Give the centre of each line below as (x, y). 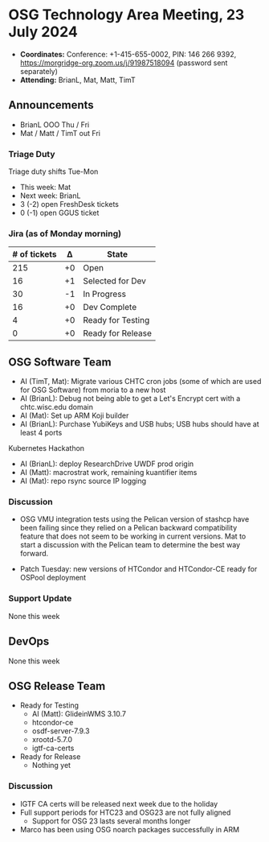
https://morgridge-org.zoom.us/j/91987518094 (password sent (124, 63)
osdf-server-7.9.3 (61, 731)
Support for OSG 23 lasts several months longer (111, 821)
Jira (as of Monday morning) (65, 233)
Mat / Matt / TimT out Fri (60, 133)
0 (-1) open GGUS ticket (59, 213)
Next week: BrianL (50, 196)
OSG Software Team (60, 362)
